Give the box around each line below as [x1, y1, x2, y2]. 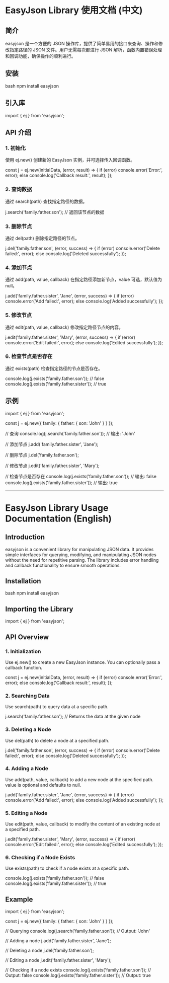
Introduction [5, 533, 45, 542]
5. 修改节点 [5, 312, 32, 319]
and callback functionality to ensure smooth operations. [5, 562, 121, 568]
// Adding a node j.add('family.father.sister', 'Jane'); [5, 938, 111, 944]
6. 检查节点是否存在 [5, 353, 53, 360]
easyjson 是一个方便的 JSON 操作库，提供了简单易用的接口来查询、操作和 [5, 41, 158, 46]
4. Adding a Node [5, 765, 49, 772]
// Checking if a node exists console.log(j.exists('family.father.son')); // [5, 967, 151, 973]
